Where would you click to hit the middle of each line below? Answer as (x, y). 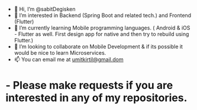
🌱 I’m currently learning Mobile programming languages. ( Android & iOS (102, 28)
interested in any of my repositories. (96, 98)
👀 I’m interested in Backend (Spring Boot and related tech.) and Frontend (103, 15)
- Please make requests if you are (89, 86)
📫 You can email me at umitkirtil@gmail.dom (69, 59)
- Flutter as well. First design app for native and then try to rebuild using (101, 34)
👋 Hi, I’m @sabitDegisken (45, 9)
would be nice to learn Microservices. (60, 53)
